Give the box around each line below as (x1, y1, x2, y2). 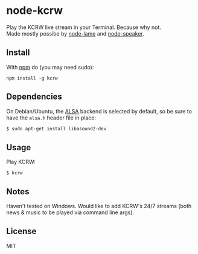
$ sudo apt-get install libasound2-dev (6, 125, 107, 132)
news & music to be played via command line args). (6, 209, 135, 216)
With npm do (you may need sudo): (6, 63, 94, 71)
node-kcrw (6, 4, 63, 17)
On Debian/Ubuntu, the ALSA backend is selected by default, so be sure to (6, 107, 192, 115)
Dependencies (6, 92, 62, 102)
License (6, 226, 37, 237)
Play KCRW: (6, 158, 36, 166)
